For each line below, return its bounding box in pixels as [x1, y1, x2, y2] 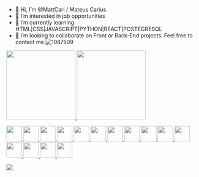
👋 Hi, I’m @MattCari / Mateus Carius [15, 6, 107, 13]
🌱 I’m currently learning [15, 19, 75, 26]
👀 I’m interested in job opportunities [15, 12, 105, 20]
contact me [15, 39, 44, 45]
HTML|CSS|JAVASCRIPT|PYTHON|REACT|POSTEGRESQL [15, 25, 162, 32]
